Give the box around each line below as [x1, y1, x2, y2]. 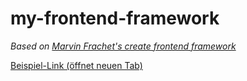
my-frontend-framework [10, 7, 220, 30]
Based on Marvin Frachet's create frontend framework [10, 40, 237, 52]
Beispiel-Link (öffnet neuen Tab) [10, 59, 143, 71]
